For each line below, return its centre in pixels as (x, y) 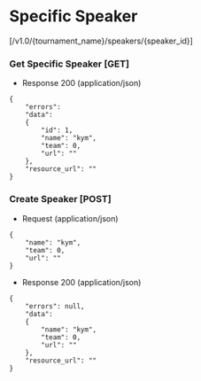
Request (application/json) (70, 218)
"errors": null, (55, 306)
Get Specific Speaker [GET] (70, 64)
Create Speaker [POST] (61, 199)
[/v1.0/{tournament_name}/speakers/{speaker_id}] (101, 41)
